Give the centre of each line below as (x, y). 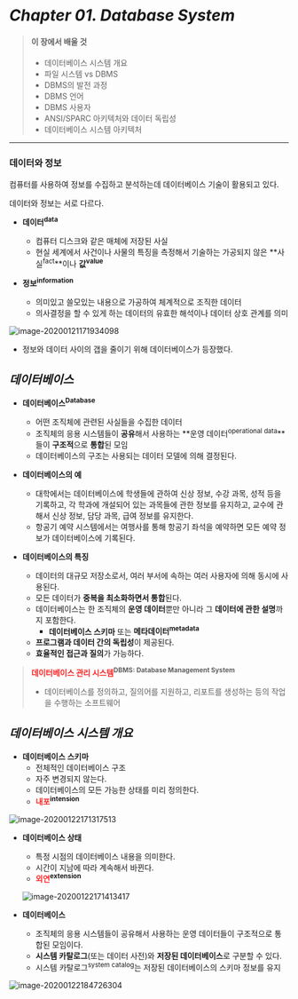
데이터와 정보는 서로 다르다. (57, 203)
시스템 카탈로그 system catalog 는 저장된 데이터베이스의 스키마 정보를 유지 (158, 967)
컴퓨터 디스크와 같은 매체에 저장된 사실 (102, 242)
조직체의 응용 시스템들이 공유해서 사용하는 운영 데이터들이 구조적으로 (154, 934)
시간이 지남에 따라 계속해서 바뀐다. (94, 868)
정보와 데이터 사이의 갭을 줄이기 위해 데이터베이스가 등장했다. (127, 349)
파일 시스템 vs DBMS (81, 74)
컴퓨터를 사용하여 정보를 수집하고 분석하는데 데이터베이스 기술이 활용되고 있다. (144, 184)
